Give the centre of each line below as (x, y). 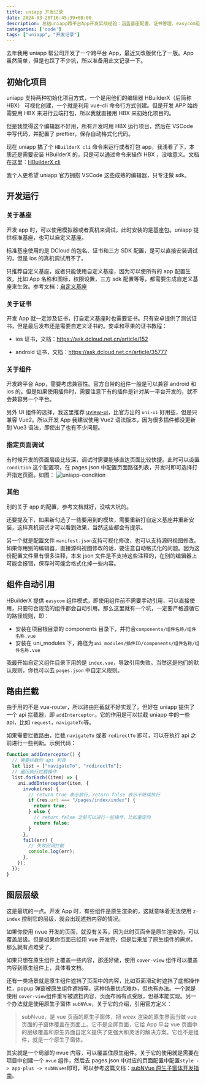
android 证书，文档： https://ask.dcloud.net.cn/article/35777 (91, 352)
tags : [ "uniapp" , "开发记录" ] (43, 35)
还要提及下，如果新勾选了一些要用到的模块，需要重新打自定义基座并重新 (97, 520)
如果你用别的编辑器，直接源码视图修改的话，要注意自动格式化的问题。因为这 (103, 548)
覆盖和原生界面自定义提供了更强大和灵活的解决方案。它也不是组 (118, 1032)
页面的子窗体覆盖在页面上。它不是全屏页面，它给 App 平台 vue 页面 (107, 1024)
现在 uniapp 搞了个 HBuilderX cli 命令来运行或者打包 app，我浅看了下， (98, 146)
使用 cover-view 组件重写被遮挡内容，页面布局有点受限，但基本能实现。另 (99, 996)
